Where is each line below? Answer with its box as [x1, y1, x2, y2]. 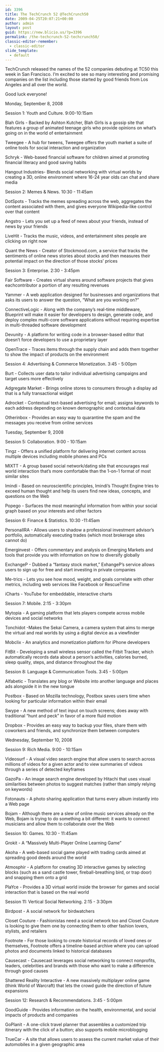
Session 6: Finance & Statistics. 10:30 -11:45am [5, 517, 100, 523]
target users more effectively [5, 376, 64, 382]
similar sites [5, 473, 29, 479]
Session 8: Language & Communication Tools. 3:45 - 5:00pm [5, 669, 128, 675]
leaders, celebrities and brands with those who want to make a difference [5, 963, 153, 969]
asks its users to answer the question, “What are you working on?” [5, 297, 140, 303]
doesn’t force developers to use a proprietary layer [5, 337, 108, 343]
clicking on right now [5, 238, 47, 244]
